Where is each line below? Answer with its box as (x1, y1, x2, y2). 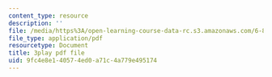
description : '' (8, 19, 63, 27)
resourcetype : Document (8, 42, 89, 50)
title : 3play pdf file (8, 49, 85, 57)
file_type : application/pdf (8, 34, 104, 43)
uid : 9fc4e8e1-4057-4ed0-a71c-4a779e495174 (8, 57, 158, 65)
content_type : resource (8, 11, 89, 20)
